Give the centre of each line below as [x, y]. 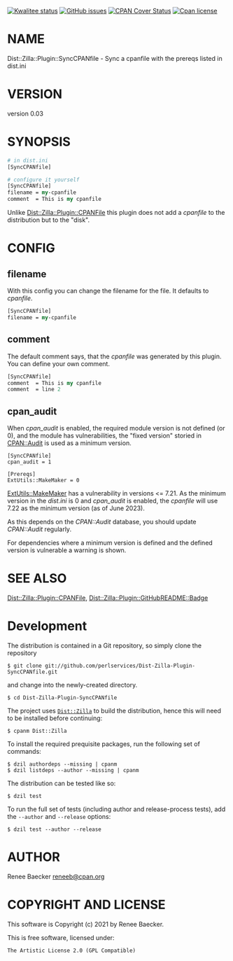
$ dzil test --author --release [54, 829]
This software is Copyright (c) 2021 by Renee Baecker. [86, 924]
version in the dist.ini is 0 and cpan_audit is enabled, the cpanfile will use [113, 501]
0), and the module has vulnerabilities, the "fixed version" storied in [104, 436]
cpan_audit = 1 [29, 462]
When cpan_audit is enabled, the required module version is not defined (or [116, 428]
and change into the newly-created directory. [72, 685]
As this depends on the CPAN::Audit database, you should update [102, 522]
